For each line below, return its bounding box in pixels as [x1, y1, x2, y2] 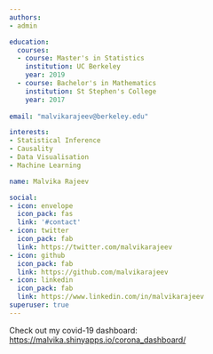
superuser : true [9, 301, 69, 310]
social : [9, 193, 38, 202]
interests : [9, 128, 50, 137]
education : [9, 37, 50, 46]
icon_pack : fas [17, 210, 74, 219]
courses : [17, 45, 50, 54]
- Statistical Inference [9, 136, 101, 145]
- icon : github [9, 251, 66, 260]
